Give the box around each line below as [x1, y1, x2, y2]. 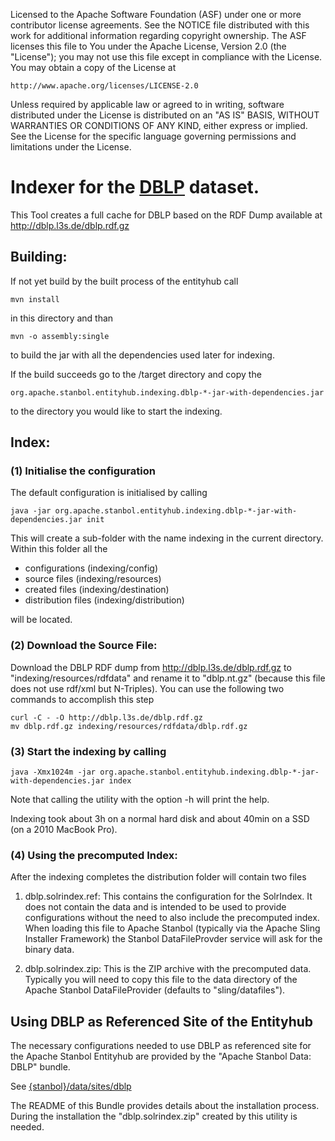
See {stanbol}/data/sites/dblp [10, 1080, 132, 1093]
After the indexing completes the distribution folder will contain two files [10, 871, 307, 883]
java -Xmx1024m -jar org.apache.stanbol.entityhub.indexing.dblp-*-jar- [10, 767, 320, 778]
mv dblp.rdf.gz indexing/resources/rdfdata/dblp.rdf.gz [10, 721, 248, 731]
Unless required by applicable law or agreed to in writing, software [10, 99, 285, 110]
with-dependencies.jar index [10, 776, 132, 786]
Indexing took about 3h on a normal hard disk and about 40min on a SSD [10, 813, 310, 825]
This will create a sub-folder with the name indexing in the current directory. [10, 532, 324, 544]
